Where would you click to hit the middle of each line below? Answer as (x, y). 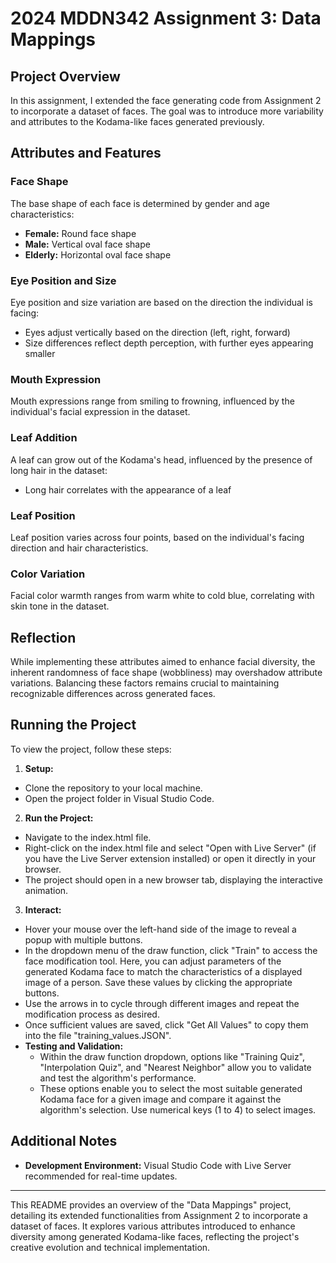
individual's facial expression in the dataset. (100, 412)
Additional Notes (64, 1141)
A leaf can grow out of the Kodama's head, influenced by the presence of (161, 459)
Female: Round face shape (80, 233)
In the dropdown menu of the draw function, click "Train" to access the (171, 950)
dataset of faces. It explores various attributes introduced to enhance (153, 1226)
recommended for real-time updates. (101, 1176)
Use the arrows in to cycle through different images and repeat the (162, 1003)
